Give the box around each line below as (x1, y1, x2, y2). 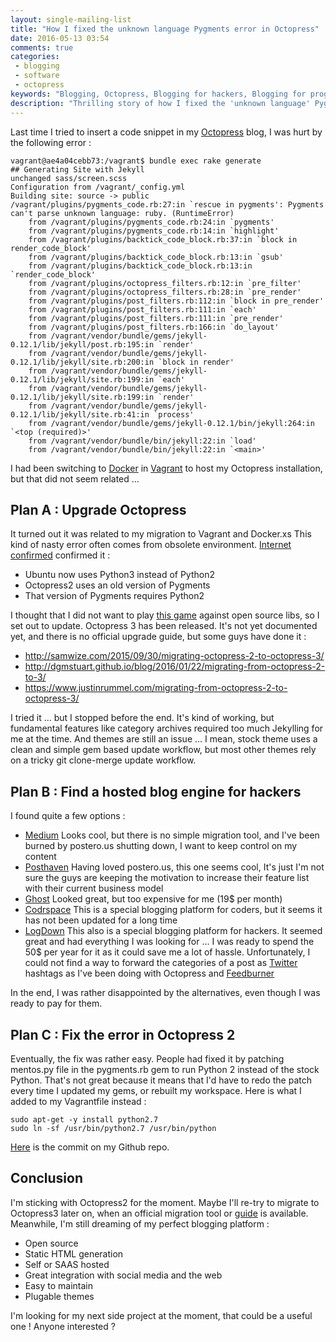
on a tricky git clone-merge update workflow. (10, 754, 197, 766)
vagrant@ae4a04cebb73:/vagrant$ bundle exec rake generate (10, 156, 262, 166)
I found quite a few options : (10, 810, 126, 822)
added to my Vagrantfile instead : (10, 1095, 147, 1107)
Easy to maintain (24, 1279, 94, 1291)
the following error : (10, 136, 92, 148)
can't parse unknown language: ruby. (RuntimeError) (10, 208, 235, 218)
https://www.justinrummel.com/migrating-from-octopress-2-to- (24, 682, 288, 694)
